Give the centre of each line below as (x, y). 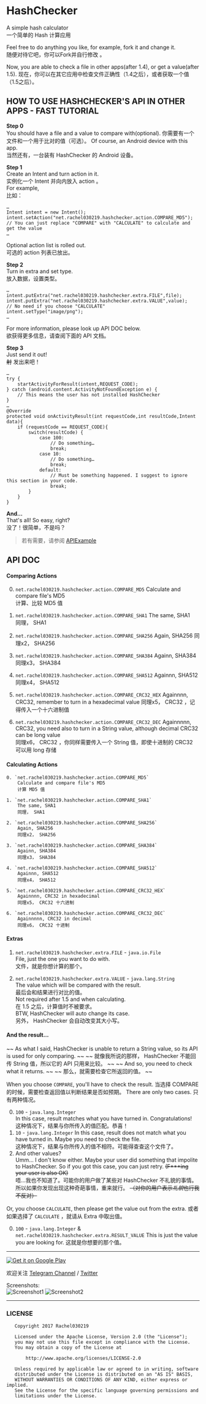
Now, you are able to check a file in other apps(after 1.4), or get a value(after (103, 67)
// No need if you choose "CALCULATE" (56, 306)
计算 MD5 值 (31, 789)
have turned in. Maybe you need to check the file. (78, 1139)
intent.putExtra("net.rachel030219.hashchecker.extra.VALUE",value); (97, 301)
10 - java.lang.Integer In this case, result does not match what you (101, 1132)
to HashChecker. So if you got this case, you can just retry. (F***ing (102, 1166)
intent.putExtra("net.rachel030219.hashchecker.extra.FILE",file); (94, 295)
